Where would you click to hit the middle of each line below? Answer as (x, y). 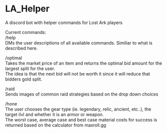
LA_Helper (27, 9)
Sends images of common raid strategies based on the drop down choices (82, 94)
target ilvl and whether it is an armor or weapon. (54, 114)
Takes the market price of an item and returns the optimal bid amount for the (84, 63)
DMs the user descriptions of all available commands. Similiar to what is (79, 42)
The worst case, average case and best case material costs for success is (81, 119)
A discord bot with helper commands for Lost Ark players (64, 22)
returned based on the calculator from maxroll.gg (56, 125)
